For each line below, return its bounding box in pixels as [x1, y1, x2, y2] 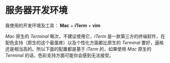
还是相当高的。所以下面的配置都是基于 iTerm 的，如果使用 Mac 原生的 [5, 46, 152, 52]
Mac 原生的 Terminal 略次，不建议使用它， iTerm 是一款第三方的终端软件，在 [5, 33, 165, 39]
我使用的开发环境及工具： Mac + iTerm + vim [5, 22, 100, 28]
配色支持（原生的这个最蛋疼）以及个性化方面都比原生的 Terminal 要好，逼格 [5, 39, 164, 46]
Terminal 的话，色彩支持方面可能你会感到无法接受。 [5, 52, 114, 58]
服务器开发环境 [5, 5, 68, 16]
